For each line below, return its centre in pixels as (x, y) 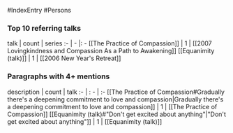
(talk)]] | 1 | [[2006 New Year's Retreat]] (64, 58)
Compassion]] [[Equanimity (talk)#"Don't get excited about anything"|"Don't (117, 114)
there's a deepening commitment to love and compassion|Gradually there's (115, 99)
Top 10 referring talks (44, 28)
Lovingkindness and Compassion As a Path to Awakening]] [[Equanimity (111, 51)
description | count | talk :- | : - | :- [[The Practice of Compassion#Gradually (116, 92)
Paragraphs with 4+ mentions (59, 76)
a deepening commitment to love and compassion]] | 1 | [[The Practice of (112, 106)
